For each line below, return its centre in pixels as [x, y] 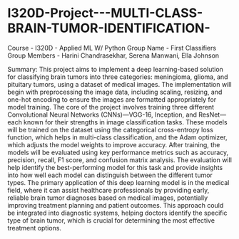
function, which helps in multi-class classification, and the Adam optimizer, [117, 137]
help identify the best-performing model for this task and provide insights [115, 167]
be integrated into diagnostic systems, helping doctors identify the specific [117, 213]
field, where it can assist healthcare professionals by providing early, [108, 190]
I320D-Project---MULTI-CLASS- [105, 13]
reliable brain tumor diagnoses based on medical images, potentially [108, 198]
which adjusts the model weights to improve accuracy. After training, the [114, 144]
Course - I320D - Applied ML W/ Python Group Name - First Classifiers [112, 48]
